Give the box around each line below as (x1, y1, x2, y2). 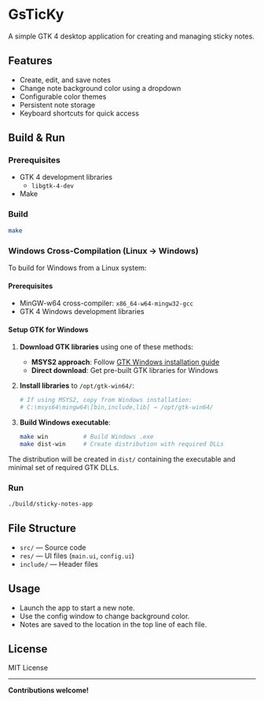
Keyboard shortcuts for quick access (19, 108, 140, 118)
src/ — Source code (19, 542, 86, 552)
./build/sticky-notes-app (8, 500, 93, 508)
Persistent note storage (19, 100, 96, 109)
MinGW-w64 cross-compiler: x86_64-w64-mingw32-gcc (19, 298, 194, 308)
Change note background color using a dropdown (19, 83, 181, 93)
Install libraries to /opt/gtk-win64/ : (19, 381, 135, 390)
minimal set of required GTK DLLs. (8, 462, 119, 472)
